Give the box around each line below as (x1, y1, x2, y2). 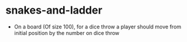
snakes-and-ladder (5, 4, 103, 17)
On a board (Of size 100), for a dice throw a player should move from (14, 23, 182, 30)
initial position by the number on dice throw (14, 29, 120, 36)
